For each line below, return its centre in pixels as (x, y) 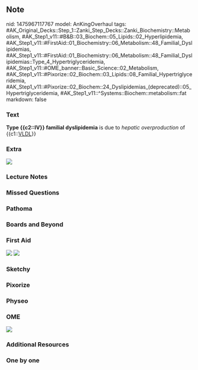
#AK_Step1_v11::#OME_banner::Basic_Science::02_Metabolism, (82, 68)
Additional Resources (38, 345)
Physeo (17, 301)
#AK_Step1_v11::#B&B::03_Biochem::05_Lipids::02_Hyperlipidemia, (102, 36)
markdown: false (27, 99)
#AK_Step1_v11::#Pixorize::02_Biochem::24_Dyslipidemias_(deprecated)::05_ (99, 87)
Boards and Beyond (35, 225)
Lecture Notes (27, 177)
